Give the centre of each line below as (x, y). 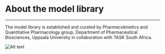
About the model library (55, 9)
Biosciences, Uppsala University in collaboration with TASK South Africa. (79, 37)
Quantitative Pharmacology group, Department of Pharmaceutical (71, 32)
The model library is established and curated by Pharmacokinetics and (77, 27)
